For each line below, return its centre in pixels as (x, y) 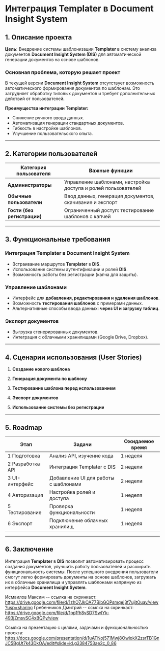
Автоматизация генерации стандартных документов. (68, 123)
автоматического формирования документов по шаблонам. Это (73, 88)
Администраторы (30, 185)
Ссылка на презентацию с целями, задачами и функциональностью (77, 627)
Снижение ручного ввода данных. (48, 118)
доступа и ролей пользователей (103, 188)
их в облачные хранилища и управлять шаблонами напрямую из (73, 582)
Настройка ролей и (72, 492)
